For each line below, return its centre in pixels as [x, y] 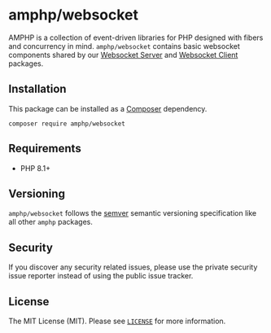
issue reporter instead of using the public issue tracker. [101, 276]
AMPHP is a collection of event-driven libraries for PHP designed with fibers [136, 37]
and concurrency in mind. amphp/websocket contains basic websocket [124, 46]
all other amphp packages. [51, 222]
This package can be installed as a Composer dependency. [108, 108]
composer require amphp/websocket [67, 124]
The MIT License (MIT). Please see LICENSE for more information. [117, 321]
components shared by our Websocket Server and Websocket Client [123, 55]
